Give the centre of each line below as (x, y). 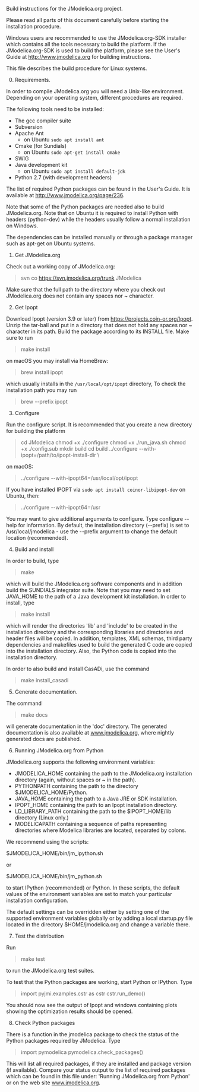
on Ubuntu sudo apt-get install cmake (72, 152)
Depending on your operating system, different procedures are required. (94, 98)
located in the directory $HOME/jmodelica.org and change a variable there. (98, 925)
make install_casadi (45, 680)
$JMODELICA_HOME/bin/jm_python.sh (54, 876)
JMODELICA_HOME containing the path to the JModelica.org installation (103, 773)
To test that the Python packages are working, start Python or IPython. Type (99, 982)
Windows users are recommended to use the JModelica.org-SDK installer (96, 38)
